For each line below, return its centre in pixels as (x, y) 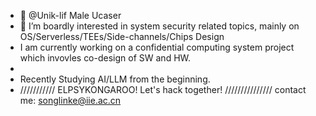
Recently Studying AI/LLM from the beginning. (115, 79)
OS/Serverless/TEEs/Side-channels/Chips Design (122, 36)
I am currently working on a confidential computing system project (157, 47)
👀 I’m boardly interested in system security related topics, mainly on (159, 26)
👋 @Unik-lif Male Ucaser (70, 15)
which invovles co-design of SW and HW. (105, 58)
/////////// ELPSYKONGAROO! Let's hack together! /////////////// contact (163, 89)
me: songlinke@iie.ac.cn (70, 100)
